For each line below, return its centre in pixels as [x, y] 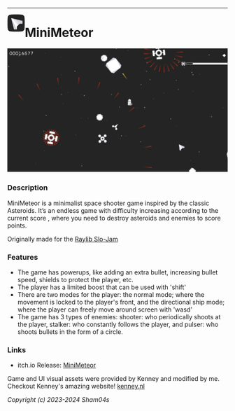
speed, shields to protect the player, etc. [76, 280]
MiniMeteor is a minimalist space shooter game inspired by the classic [108, 203]
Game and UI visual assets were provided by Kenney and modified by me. [114, 379]
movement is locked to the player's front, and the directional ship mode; [121, 302]
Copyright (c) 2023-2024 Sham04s [58, 400]
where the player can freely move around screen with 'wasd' [105, 309]
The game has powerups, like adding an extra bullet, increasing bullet [117, 272]
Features [23, 257]
